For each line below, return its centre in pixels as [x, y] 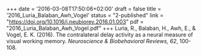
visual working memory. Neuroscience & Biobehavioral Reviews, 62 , [92, 41]
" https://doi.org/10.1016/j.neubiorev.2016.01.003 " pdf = [75, 22]
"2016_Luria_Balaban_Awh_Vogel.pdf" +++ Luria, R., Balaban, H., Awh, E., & [101, 28]
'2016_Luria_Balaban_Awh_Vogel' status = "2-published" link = [85, 15]
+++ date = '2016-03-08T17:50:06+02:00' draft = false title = [84, 9]
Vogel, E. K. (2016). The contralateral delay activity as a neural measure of [100, 35]
